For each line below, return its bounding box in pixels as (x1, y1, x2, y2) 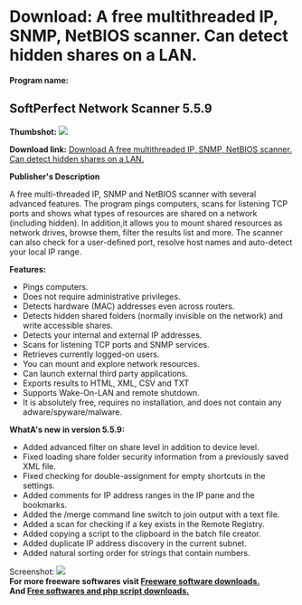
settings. (22, 480, 56, 491)
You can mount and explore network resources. (22, 358, 201, 369)
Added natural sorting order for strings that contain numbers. (22, 547, 250, 558)
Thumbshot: (9, 126, 57, 137)
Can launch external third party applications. (22, 368, 188, 379)
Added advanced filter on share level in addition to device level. (22, 441, 260, 452)
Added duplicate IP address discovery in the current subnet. (22, 537, 247, 549)
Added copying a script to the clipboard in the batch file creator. (22, 528, 261, 539)
